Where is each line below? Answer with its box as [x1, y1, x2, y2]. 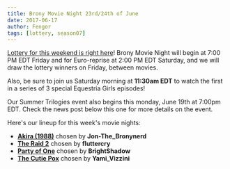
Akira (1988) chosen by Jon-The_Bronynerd [17, 132, 147, 140]
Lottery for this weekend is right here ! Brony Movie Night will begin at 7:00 [7, 49, 221, 57]
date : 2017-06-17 [7, 17, 58, 24]
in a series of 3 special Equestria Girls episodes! [7, 84, 146, 92]
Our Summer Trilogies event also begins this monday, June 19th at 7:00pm [7, 98, 221, 106]
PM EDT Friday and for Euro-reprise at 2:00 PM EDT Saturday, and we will [7, 56, 220, 65]
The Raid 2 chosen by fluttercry [17, 140, 111, 148]
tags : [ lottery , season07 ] [7, 29, 86, 37]
